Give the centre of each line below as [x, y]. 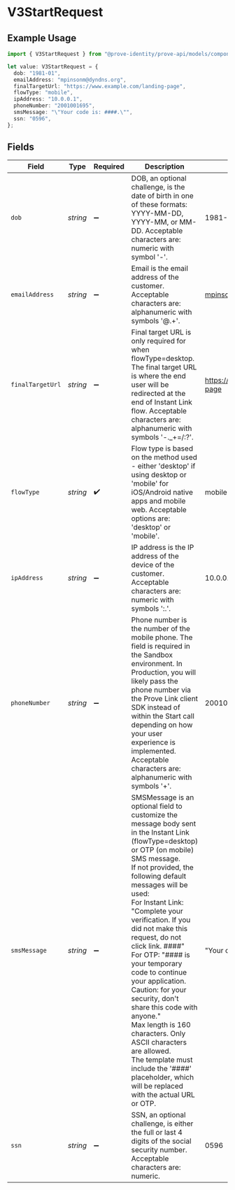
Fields [21, 147]
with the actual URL [163, 1095]
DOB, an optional [159, 178]
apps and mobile [158, 501]
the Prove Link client [164, 699]
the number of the [161, 629]
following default [159, 877]
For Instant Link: [157, 902]
